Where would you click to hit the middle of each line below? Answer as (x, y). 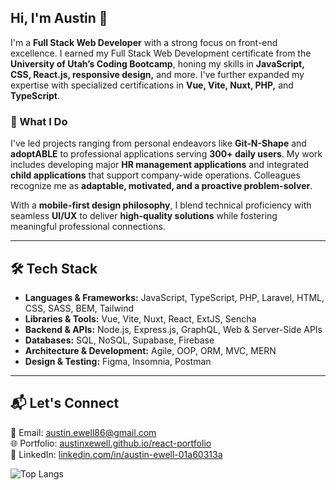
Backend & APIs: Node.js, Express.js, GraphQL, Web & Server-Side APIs (173, 329)
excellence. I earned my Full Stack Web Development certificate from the (161, 53)
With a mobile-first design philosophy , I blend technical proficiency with (161, 205)
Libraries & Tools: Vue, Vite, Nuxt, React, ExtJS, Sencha (140, 318)
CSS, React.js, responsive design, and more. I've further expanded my (157, 74)
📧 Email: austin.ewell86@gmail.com (83, 432)
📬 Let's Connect (65, 403)
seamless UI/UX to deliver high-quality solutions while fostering (144, 216)
